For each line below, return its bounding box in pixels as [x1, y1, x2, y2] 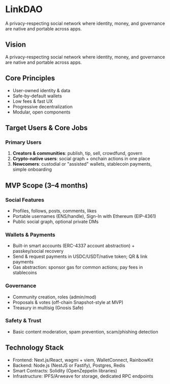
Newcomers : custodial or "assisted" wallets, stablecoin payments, [12, 161, 152, 167]
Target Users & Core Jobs [5, 123, 88, 132]
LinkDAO [5, 4, 43, 15]
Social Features [5, 196, 45, 203]
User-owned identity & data [12, 87, 71, 93]
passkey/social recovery [12, 248, 64, 254]
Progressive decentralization [12, 103, 73, 109]
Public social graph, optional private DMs [12, 218, 99, 224]
